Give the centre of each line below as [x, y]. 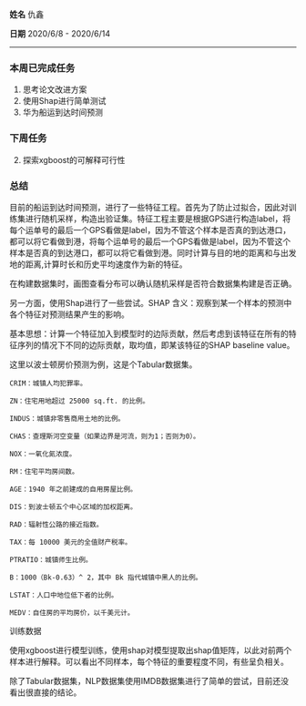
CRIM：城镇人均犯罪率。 [48, 383]
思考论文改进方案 [55, 89]
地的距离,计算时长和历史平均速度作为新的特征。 [99, 264]
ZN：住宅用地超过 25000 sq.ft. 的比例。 [80, 401]
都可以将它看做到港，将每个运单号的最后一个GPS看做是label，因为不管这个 [150, 241]
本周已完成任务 [42, 67]
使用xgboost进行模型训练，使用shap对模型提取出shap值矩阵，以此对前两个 [151, 650]
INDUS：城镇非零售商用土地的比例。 [67, 418]
